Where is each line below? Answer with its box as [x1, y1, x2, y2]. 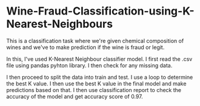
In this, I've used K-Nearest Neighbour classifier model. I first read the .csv [6, 55, 193, 62]
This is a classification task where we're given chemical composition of [6, 37, 184, 44]
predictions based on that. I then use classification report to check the [6, 86, 182, 93]
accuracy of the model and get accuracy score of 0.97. [6, 93, 144, 100]
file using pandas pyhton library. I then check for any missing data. [6, 62, 173, 69]
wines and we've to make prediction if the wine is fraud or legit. [6, 44, 165, 51]
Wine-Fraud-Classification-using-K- [6, 4, 195, 18]
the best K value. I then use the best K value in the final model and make [6, 80, 187, 87]
